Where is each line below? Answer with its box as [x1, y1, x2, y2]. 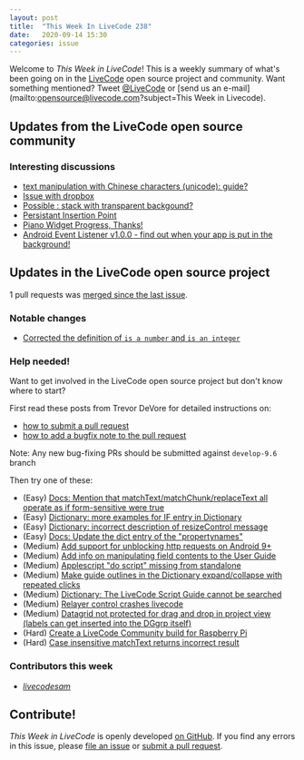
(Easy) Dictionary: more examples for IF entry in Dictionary [22, 512, 242, 523]
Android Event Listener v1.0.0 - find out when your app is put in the [22, 229, 273, 240]
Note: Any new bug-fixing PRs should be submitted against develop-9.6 [9, 448, 278, 459]
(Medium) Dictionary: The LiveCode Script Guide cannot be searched [22, 589, 282, 600]
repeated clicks [22, 579, 81, 590]
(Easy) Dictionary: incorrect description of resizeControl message [22, 521, 269, 532]
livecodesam [22, 680, 71, 691]
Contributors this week [9, 660, 113, 673]
